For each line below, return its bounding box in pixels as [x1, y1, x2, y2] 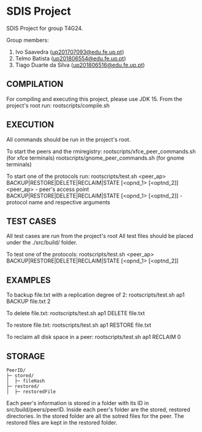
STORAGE [6, 351, 45, 362]
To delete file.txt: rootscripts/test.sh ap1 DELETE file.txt [6, 310, 145, 317]
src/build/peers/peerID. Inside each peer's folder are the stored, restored [6, 406, 191, 413]
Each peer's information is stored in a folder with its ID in [6, 400, 149, 406]
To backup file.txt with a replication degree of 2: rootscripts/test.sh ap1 [6, 291, 185, 299]
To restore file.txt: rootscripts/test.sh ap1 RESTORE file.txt [6, 321, 152, 329]
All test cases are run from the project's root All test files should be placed [6, 233, 194, 240]
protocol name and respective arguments [6, 198, 110, 206]
